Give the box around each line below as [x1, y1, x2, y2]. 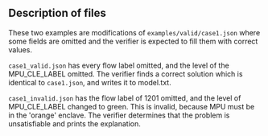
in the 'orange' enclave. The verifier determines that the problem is [8, 110, 230, 120]
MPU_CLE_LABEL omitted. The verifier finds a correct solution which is [8, 68, 243, 79]
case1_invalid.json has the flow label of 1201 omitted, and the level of [8, 93, 241, 103]
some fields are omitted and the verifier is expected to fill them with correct [8, 36, 258, 46]
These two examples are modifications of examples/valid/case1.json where [8, 27, 261, 37]
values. [8, 44, 32, 55]
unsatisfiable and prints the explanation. [8, 118, 141, 128]
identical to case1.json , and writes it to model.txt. [8, 77, 171, 87]
